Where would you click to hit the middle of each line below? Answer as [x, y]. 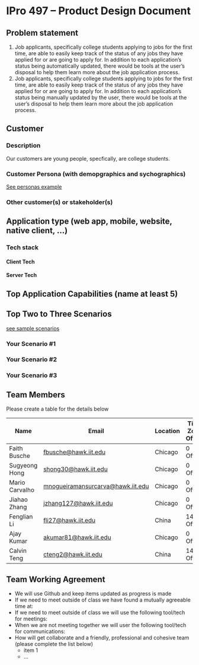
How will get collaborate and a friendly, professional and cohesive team [102, 638]
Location [168, 431]
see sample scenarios [33, 328]
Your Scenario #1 [31, 343]
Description [23, 145]
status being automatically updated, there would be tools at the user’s [100, 66]
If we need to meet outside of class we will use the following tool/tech [100, 612]
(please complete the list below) [54, 644]
